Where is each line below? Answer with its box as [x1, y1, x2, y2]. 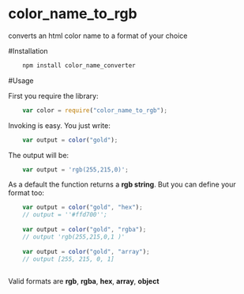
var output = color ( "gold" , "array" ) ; [22, 247, 150, 255]
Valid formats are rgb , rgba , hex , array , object [8, 277, 160, 286]
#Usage [8, 76, 34, 85]
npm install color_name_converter [22, 61, 136, 70]
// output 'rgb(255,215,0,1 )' [22, 232, 126, 241]
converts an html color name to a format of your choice [8, 31, 188, 40]
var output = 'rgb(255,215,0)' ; [22, 165, 129, 174]
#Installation [8, 46, 49, 55]
